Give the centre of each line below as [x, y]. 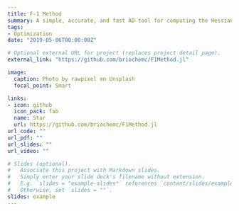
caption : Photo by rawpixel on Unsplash [74, 79]
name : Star [30, 118]
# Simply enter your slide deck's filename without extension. [106, 177]
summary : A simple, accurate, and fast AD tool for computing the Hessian [121, 21]
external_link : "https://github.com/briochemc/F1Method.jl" [99, 60]
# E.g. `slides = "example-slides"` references [83, 184]
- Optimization [30, 34]
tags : [15, 27]
